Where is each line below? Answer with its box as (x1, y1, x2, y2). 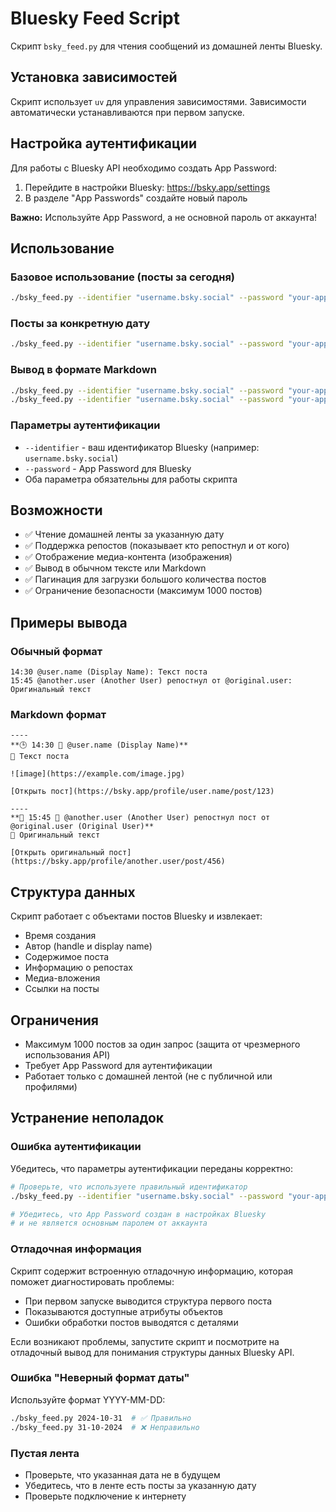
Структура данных (10, 883, 136, 901)
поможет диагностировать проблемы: (10, 1275, 175, 1287)
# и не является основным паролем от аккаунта (10, 1218, 208, 1229)
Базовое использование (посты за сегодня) (10, 270, 236, 284)
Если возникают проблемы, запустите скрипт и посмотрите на (10, 1335, 280, 1347)
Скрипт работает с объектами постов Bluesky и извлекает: (10, 910, 263, 922)
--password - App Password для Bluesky (24, 462, 192, 474)
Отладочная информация (10, 1242, 142, 1256)
